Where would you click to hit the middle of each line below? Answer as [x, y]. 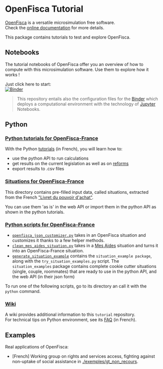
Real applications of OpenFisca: [37, 347]
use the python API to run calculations [50, 158]
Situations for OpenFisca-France [45, 182]
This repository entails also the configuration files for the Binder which [87, 99]
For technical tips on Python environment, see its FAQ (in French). [71, 320]
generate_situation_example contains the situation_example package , [82, 256]
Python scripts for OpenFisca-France [50, 225]
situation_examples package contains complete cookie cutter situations [84, 266]
